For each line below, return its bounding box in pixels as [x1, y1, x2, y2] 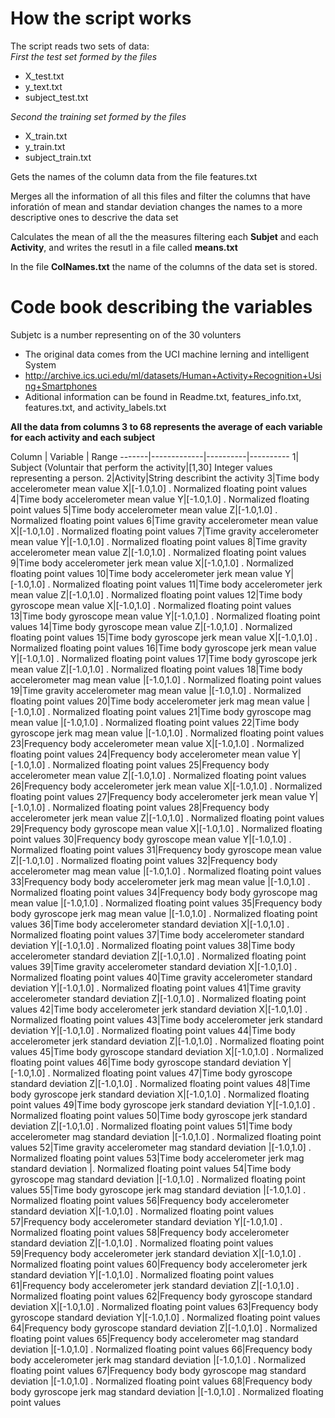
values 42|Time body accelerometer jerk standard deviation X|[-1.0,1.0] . [10, 1003, 308, 1015]
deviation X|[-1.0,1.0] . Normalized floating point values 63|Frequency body [10, 1300, 319, 1312]
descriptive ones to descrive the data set [10, 211, 179, 223]
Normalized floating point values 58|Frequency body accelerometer [10, 1226, 290, 1238]
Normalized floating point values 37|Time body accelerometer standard [10, 928, 305, 941]
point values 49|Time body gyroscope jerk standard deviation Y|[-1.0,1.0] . [10, 1098, 316, 1111]
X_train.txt [24, 130, 68, 142]
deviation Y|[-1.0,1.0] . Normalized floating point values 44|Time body [10, 1024, 296, 1036]
